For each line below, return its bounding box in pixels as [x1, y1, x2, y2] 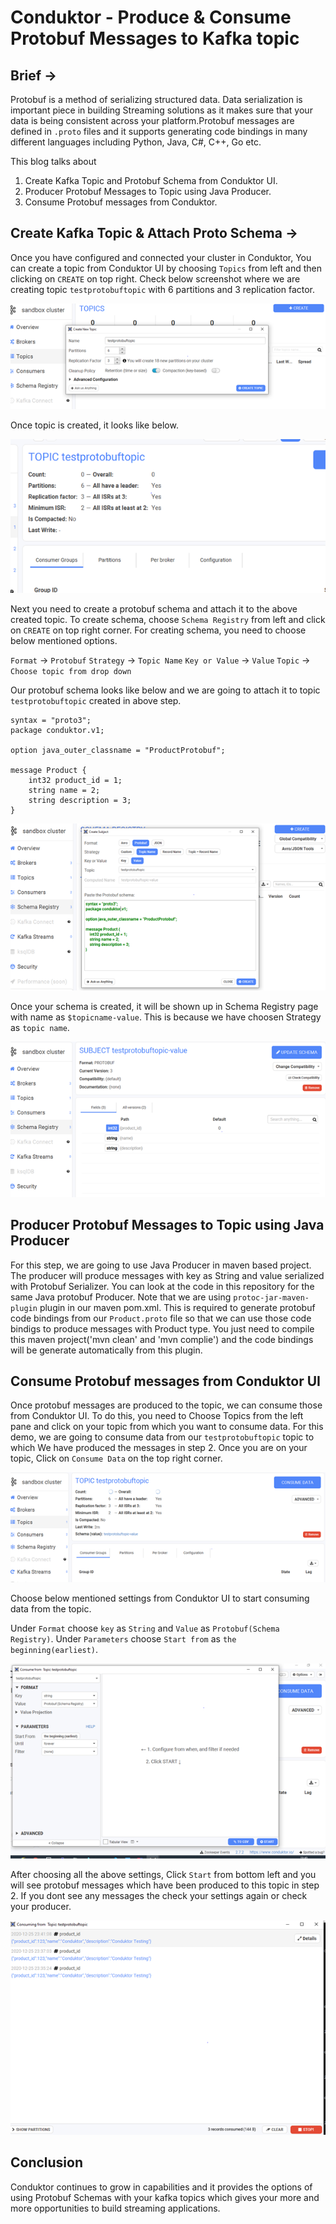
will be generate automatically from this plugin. [10, 1344, 203, 1356]
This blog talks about [10, 156, 97, 167]
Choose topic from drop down [10, 667, 132, 677]
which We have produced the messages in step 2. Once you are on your [10, 1442, 308, 1454]
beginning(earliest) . [10, 1644, 99, 1656]
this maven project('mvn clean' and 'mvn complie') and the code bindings [10, 1333, 314, 1345]
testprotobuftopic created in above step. [10, 695, 182, 707]
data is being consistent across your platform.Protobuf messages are [10, 115, 295, 126]
